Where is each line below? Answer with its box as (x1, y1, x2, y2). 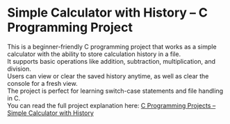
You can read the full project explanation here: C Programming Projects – (7, 101, 216, 109)
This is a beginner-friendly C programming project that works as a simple (7, 42, 217, 51)
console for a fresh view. (7, 79, 78, 87)
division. (7, 64, 31, 73)
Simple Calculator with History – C (7, 5, 208, 21)
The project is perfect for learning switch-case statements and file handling (7, 87, 224, 95)
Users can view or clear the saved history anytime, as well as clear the (7, 71, 209, 80)
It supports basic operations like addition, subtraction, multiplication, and (7, 57, 216, 65)
